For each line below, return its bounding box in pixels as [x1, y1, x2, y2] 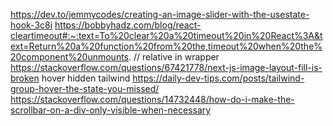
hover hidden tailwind [41, 72, 131, 84]
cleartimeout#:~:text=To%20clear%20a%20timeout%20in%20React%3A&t [10, 30, 323, 41]
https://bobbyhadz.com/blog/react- [54, 19, 202, 31]
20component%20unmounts [10, 51, 129, 63]
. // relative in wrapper [128, 51, 220, 63]
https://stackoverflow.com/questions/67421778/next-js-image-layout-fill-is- [10, 62, 323, 73]
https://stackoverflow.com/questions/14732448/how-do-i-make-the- [10, 94, 295, 105]
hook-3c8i [10, 19, 53, 31]
